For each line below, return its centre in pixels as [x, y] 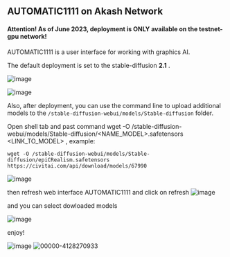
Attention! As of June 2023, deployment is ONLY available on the [103, 29]
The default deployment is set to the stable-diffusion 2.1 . [89, 65]
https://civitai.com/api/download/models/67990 [77, 166]
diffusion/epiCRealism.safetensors [59, 160]
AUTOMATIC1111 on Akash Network [85, 11]
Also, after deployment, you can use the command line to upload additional [114, 105]
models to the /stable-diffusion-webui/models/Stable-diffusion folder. [110, 113]
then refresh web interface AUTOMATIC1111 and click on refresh [98, 192]
